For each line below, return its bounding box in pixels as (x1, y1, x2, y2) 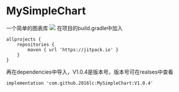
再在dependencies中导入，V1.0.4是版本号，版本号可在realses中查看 (6, 68, 174, 75)
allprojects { (6, 36, 42, 42)
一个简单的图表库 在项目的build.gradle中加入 (6, 24, 123, 31)
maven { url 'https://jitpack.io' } (27, 46, 119, 53)
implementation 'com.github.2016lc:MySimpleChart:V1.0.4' (6, 80, 153, 86)
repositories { (17, 42, 55, 47)
